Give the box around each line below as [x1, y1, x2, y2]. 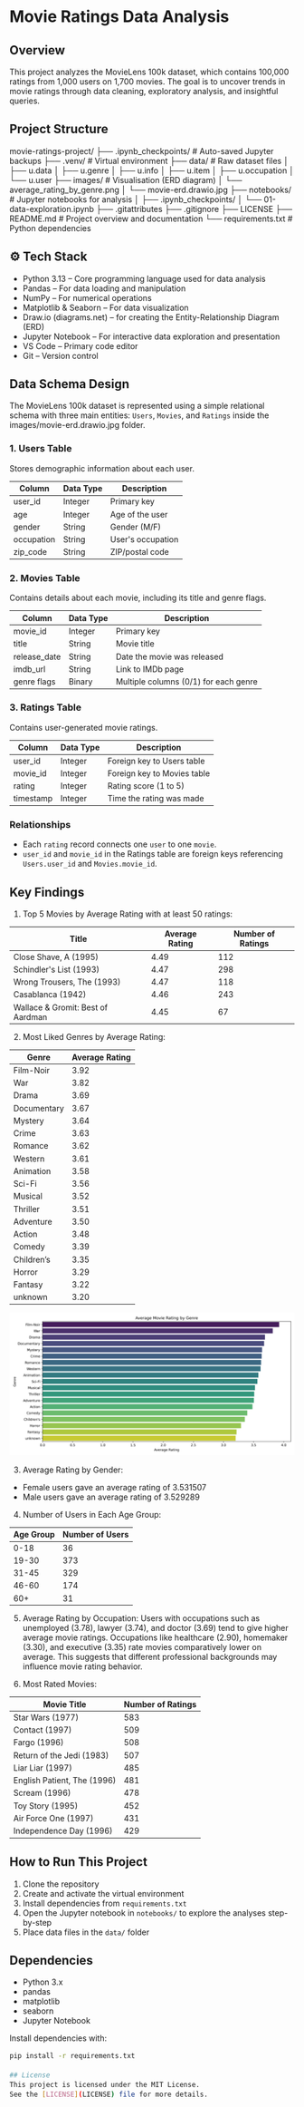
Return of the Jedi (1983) [13, 1750, 109, 1761]
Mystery [13, 1115, 44, 1126]
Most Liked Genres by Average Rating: [22, 1032, 166, 1043]
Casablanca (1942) [13, 989, 87, 1000]
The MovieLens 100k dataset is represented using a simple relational [9, 401, 265, 412]
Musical [13, 1190, 43, 1202]
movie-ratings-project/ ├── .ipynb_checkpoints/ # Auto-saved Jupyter [9, 145, 274, 156]
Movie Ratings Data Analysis [9, 6, 230, 27]
